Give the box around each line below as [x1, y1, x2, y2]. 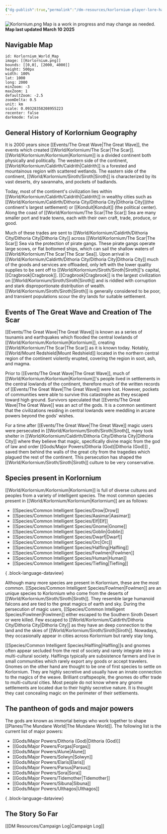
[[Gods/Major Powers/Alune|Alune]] [12, 748, 86, 754]
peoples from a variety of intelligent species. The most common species [5, 492, 153, 499]
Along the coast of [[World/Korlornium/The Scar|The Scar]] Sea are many [5, 210, 156, 216]
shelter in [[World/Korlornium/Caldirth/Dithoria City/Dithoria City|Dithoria [5, 433, 154, 439]
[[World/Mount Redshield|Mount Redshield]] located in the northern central [5, 350, 159, 356]
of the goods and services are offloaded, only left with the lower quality [5, 262, 152, 268]
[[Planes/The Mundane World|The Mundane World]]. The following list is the [5, 723, 162, 729]
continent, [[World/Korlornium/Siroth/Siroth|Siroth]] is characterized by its [5, 173, 157, 179]
